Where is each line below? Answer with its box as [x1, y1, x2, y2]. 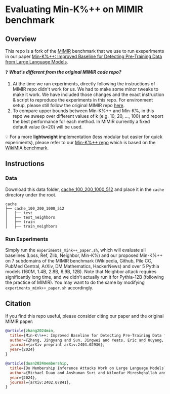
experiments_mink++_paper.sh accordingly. [5, 284, 94, 290]
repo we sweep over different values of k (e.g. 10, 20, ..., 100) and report [12, 113, 163, 119]
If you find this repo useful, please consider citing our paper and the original [5, 313, 164, 319]
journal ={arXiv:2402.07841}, [10, 380, 71, 385]
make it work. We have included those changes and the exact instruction [12, 91, 164, 97]
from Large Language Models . [5, 59, 68, 64]
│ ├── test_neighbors [5, 215, 56, 220]
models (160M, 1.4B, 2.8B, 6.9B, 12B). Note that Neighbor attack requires [5, 268, 157, 275]
